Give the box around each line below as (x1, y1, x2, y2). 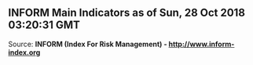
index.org (8, 47, 41, 57)
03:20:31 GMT (8, 19, 81, 32)
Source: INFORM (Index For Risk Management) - (8, 39, 167, 49)
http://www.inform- (168, 39, 235, 49)
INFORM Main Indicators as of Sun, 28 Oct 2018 (8, 6, 246, 20)
